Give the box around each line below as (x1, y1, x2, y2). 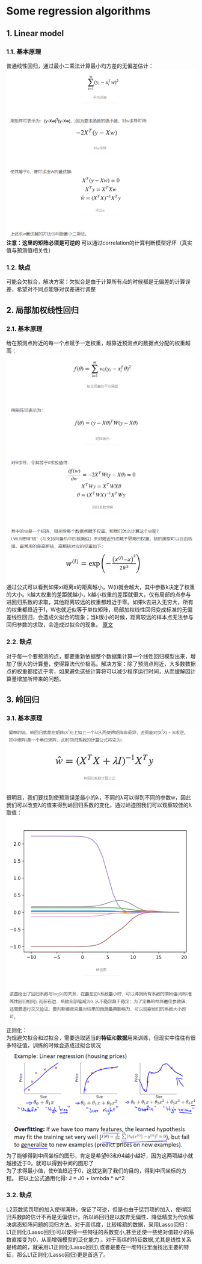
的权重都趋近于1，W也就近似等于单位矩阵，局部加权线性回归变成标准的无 (6, 606, 188, 613)
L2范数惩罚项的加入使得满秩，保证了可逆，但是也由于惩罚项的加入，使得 (6, 1206, 186, 1213)
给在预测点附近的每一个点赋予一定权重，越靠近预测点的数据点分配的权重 (6, 339, 185, 347)
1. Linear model (6, 28, 64, 39)
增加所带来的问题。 (16, 675, 64, 682)
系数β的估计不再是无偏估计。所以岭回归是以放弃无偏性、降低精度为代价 (11, 1213, 189, 1221)
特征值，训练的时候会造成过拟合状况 (11, 1042, 101, 1049)
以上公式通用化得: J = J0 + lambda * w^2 (23, 1174, 125, 1181)
